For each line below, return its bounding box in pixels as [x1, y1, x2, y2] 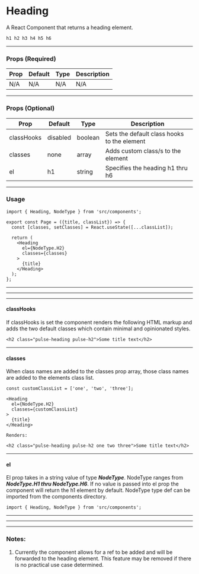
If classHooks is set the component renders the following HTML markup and [6, 319, 192, 326]
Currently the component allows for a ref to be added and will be [14, 548, 173, 556]
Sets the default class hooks [105, 130, 184, 138]
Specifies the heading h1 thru [105, 163, 188, 172]
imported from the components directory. [6, 493, 107, 500]
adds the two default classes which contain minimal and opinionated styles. [6, 325, 191, 332]
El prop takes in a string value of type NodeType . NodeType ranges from [6, 474, 184, 481]
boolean [76, 133, 99, 141]
